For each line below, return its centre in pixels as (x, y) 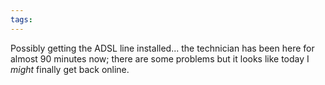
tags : (21, 19)
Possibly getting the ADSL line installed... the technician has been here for (162, 48)
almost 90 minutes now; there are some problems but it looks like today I (160, 58)
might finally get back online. (70, 69)
